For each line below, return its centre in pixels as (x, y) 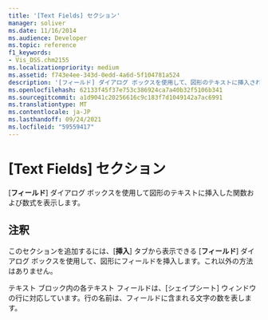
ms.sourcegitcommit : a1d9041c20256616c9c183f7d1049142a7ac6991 (116, 97)
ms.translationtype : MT (48, 105)
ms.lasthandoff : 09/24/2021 (55, 120)
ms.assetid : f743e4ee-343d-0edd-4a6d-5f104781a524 (94, 75)
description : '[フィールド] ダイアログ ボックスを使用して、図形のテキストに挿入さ (132, 82)
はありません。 (33, 271)
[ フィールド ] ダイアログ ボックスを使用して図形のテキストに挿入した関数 (128, 192)
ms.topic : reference (43, 45)
